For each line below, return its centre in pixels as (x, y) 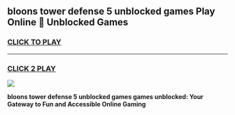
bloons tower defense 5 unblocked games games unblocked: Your (106, 96)
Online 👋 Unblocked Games (68, 23)
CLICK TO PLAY (34, 43)
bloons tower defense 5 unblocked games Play (111, 11)
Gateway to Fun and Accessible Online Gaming (77, 104)
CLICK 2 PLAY (31, 68)
